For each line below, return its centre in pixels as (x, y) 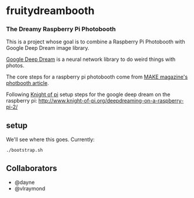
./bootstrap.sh (25, 151)
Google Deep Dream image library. (48, 48)
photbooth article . (27, 83)
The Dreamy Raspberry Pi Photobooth (61, 29)
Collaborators (32, 168)
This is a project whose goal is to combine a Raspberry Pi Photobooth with (96, 42)
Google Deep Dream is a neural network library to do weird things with (91, 59)
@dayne (25, 182)
